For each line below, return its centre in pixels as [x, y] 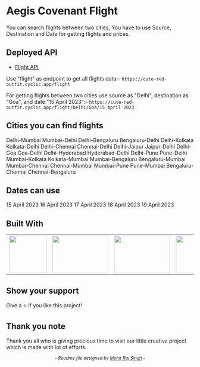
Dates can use [33, 190]
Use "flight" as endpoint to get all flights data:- [63, 78]
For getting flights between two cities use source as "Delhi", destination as [97, 95]
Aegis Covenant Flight [62, 11]
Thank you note [36, 326]
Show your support [43, 291]
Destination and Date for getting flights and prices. [68, 33]
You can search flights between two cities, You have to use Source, [89, 27]
